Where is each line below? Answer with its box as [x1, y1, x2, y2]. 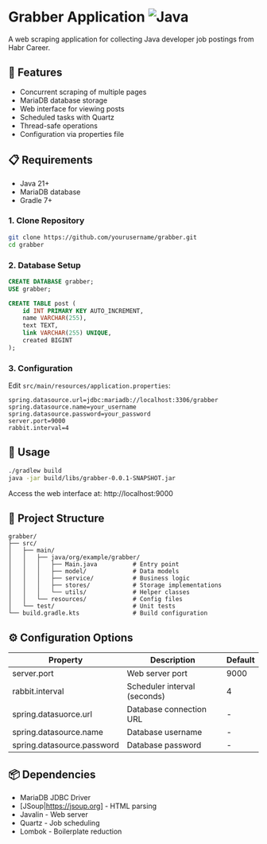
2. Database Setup [8, 260, 81, 271]
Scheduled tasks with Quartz [19, 112, 115, 122]
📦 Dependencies [8, 768, 96, 781]
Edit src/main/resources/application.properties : [8, 381, 171, 390]
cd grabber [8, 240, 44, 248]
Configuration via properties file [19, 129, 125, 139]
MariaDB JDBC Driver [19, 793, 91, 803]
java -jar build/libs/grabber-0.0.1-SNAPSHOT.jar [8, 474, 176, 482]
